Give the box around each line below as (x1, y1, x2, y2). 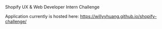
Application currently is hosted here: (5, 14, 79, 19)
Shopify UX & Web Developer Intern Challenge (5, 4, 100, 10)
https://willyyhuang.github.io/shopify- (80, 14, 157, 19)
